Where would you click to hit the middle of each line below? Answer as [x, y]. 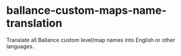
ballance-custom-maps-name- [87, 11]
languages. [20, 46]
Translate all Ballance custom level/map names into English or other [91, 40]
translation [34, 23]
